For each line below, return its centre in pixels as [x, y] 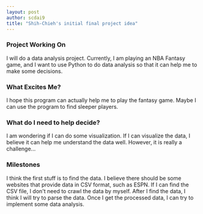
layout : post [23, 12]
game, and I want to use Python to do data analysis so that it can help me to [102, 64]
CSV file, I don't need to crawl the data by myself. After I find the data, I [96, 191]
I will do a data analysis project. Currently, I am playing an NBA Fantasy [96, 58]
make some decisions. [35, 71]
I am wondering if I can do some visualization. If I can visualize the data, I [98, 136]
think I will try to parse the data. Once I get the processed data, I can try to [100, 197]
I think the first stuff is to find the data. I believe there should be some [94, 178]
